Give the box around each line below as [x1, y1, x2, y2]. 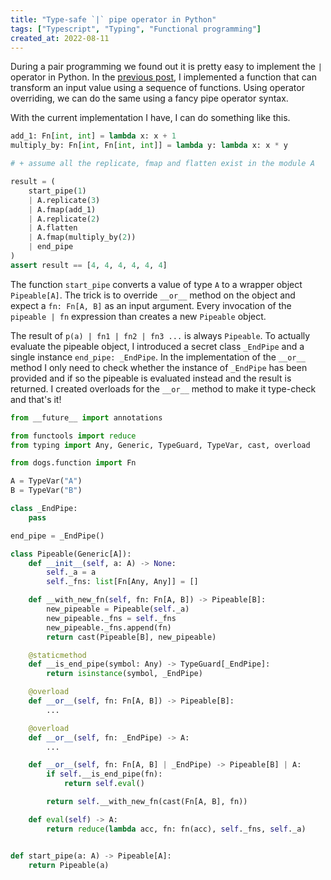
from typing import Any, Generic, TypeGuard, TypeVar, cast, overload [10, 440, 311, 450]
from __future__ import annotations [10, 412, 163, 423]
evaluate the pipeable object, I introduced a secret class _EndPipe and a [10, 340, 305, 352]
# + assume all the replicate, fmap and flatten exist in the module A [10, 159, 315, 169]
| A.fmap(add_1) [28, 204, 97, 215]
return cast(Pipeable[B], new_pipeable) [46, 632, 217, 642]
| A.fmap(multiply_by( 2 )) [28, 232, 137, 243]
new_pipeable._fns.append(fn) [46, 622, 172, 633]
